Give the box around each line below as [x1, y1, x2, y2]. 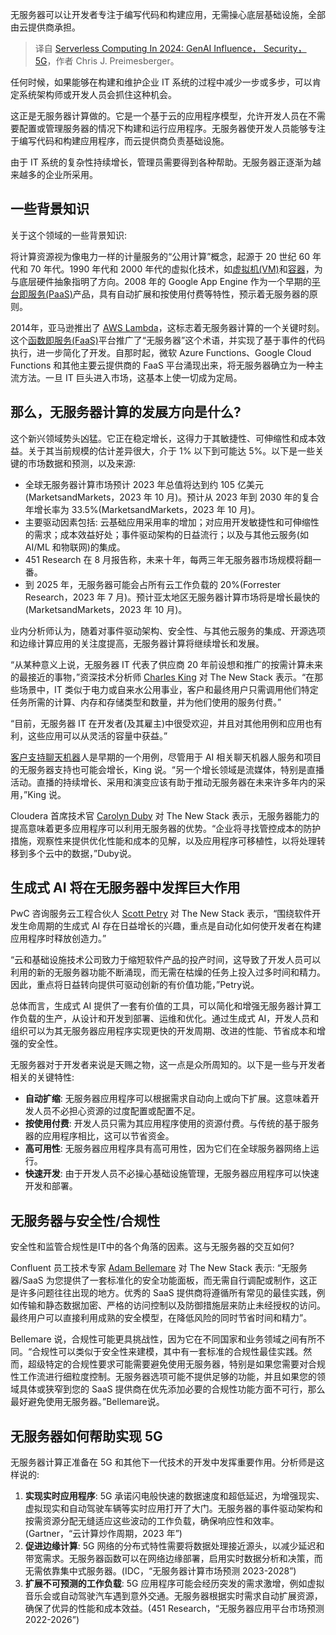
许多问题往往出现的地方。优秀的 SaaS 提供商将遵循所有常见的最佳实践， [18, 1287, 317, 1299]
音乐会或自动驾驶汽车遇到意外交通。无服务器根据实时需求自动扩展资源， [24, 1590, 323, 1602]
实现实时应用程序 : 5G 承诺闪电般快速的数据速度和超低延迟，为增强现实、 [24, 1490, 325, 1502]
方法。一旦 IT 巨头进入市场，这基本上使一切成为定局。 [18, 371, 243, 383]
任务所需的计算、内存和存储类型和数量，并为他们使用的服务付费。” [10, 696, 282, 708]
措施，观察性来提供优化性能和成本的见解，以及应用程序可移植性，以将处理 [10, 834, 317, 847]
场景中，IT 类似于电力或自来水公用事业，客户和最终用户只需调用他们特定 [18, 683, 319, 695]
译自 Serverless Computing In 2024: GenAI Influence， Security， [34, 43, 307, 54]
